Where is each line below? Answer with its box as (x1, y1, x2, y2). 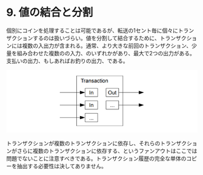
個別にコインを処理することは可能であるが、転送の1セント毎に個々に (6, 27, 179, 34)
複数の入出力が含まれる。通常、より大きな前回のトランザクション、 (22, 42, 192, 49)
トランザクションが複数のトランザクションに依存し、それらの (6, 140, 161, 147)
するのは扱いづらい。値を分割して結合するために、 (32, 34, 161, 41)
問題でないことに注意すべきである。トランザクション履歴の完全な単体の (6, 155, 187, 162)
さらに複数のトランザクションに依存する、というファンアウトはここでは (16, 147, 198, 155)
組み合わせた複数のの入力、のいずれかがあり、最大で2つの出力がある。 (16, 49, 195, 57)
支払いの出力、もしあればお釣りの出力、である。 (6, 57, 128, 64)
